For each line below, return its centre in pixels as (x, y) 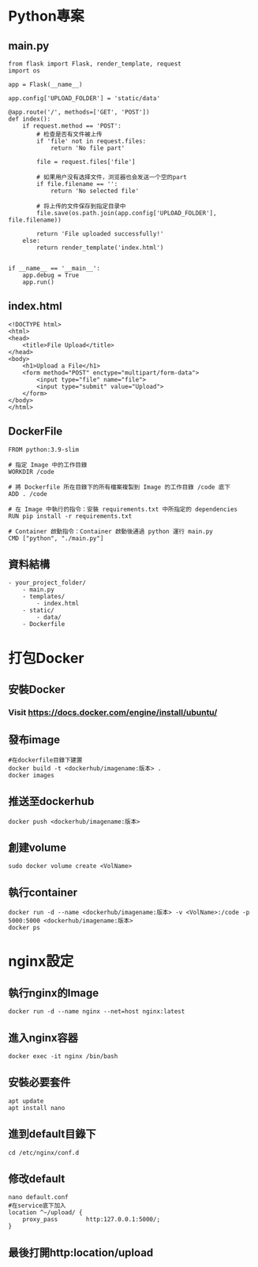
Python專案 (46, 16)
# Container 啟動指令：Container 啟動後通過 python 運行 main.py (110, 531)
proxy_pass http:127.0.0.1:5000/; (91, 1220)
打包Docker (46, 658)
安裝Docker (37, 689)
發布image (34, 740)
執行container (43, 892)
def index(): (30, 119)
